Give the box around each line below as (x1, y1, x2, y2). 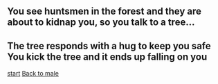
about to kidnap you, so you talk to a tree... (7, 17, 195, 28)
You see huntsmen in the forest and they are (7, 6, 202, 17)
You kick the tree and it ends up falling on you (7, 51, 208, 62)
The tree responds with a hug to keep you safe (7, 40, 211, 51)
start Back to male (7, 69, 59, 78)
